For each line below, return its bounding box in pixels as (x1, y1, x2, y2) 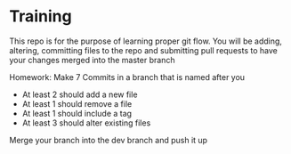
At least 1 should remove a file (21, 98, 133, 109)
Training (9, 6, 73, 27)
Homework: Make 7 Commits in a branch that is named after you (9, 71, 246, 82)
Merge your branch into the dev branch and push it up (9, 134, 207, 145)
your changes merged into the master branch (9, 54, 175, 65)
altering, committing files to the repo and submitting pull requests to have (9, 45, 278, 55)
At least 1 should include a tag (21, 108, 132, 118)
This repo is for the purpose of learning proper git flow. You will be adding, (9, 36, 283, 46)
